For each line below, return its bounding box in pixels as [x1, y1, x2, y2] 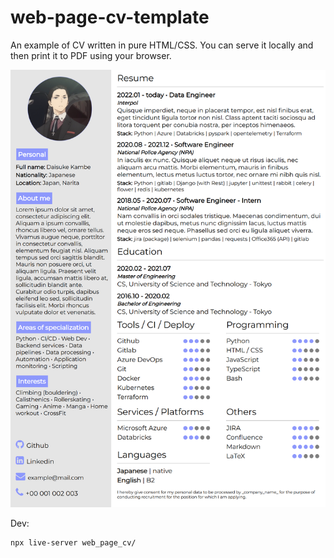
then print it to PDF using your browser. [10, 49, 172, 61]
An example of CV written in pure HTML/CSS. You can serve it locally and [10, 39, 314, 51]
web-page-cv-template [10, 6, 210, 29]
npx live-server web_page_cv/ [10, 538, 137, 548]
